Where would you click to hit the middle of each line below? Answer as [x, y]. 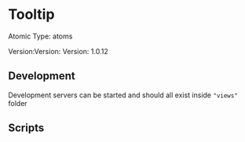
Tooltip [31, 15]
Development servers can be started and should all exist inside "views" [123, 95]
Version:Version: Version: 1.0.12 [58, 51]
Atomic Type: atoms [40, 36]
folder [18, 103]
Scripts [26, 128]
